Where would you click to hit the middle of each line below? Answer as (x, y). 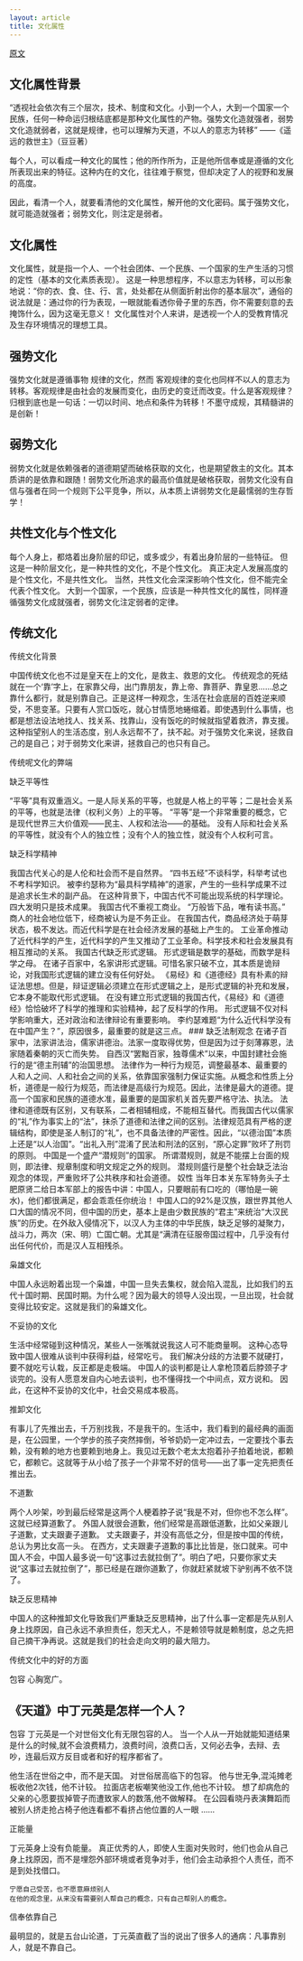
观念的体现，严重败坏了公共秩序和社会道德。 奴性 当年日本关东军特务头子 (146, 1178)
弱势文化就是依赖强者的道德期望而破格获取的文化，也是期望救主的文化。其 (147, 468)
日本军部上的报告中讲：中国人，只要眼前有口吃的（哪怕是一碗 (163, 1190)
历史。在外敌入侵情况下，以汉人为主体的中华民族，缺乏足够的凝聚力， (159, 1223)
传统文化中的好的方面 (49, 1660)
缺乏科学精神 (33, 854)
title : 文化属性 (37, 26)
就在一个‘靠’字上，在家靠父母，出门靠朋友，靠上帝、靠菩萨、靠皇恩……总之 (149, 686)
